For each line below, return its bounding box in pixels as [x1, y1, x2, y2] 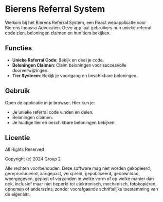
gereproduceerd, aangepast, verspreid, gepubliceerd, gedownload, [5, 171, 140, 177]
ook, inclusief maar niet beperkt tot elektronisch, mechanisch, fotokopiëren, [5, 181, 157, 187]
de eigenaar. [5, 191, 30, 197]
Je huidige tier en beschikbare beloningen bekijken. [12, 120, 116, 125]
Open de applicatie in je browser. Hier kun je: [5, 100, 95, 105]
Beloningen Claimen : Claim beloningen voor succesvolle [12, 62, 127, 68]
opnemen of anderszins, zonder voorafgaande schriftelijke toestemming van [5, 186, 158, 192]
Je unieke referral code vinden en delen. [12, 109, 94, 115]
